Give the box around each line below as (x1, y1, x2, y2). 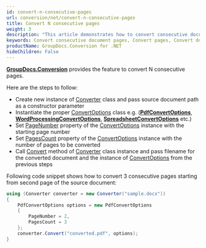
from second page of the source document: (6, 178, 117, 186)
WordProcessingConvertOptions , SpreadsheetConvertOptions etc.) (15, 115, 192, 122)
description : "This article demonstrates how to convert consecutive (6, 32, 188, 38)
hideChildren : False (6, 49, 59, 55)
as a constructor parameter (15, 102, 85, 109)
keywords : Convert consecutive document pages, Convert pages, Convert (6, 37, 193, 43)
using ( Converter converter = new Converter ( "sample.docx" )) (6, 191, 166, 197)
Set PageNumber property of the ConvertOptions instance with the (15, 122, 185, 129)
